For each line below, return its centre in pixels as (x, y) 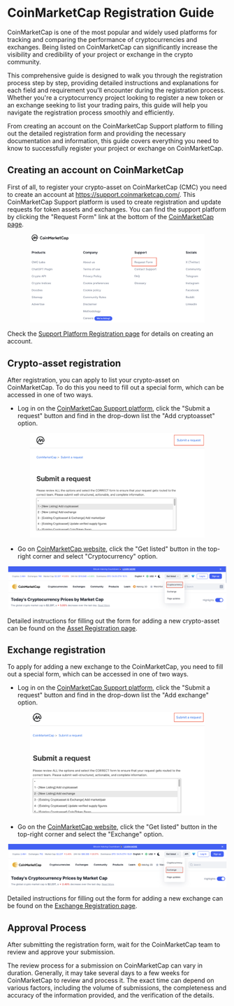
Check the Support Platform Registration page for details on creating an (110, 334)
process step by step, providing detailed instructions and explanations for (113, 82)
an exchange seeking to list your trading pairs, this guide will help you (108, 105)
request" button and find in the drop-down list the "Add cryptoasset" (116, 416)
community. (24, 61)
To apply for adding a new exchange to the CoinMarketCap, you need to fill (115, 667)
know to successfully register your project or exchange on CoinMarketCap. (115, 148)
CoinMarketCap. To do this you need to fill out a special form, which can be (116, 387)
